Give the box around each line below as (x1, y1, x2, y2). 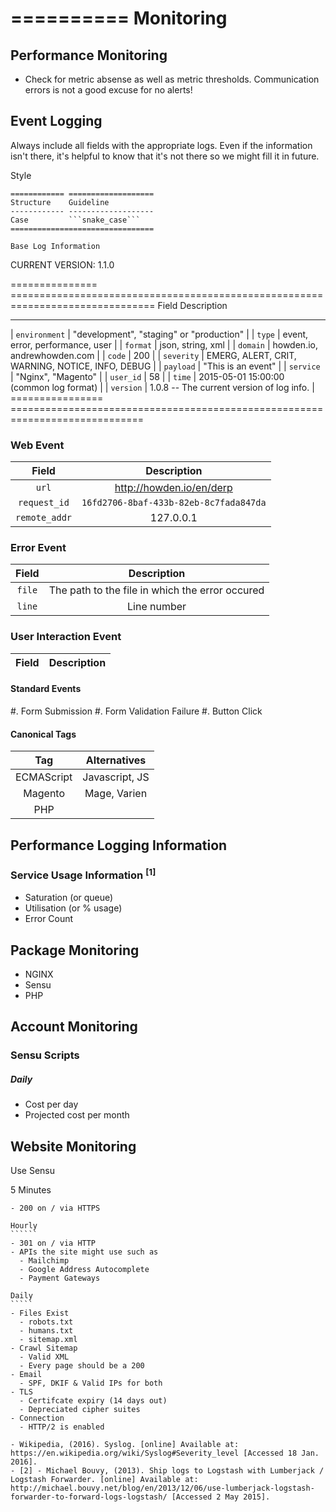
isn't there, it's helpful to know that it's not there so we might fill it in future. (10, 150, 320, 162)
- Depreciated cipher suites (19, 1405, 141, 1415)
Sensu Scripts (10, 1048, 80, 1062)
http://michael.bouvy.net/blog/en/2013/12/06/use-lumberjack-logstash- (10, 1483, 315, 1494)
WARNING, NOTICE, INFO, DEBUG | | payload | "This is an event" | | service (10, 360, 321, 372)
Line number (127, 600, 187, 614)
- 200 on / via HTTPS (10, 1203, 101, 1214)
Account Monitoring (10, 1018, 138, 1036)
